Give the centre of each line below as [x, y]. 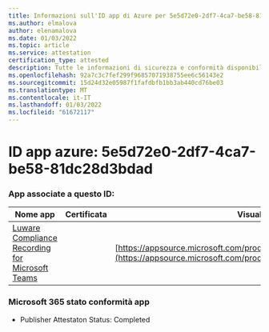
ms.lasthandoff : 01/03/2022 [55, 105]
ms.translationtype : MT [48, 90]
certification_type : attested [59, 61]
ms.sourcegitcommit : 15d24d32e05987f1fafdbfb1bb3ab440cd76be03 [116, 82]
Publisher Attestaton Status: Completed [85, 319]
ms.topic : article [39, 46]
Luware [26, 228]
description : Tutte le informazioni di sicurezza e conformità [116, 68]
